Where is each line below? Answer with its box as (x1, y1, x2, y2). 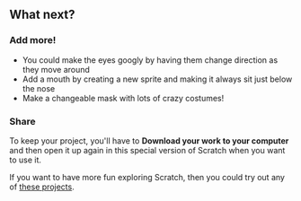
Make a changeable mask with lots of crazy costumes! (22, 92, 225, 103)
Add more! (9, 34, 57, 47)
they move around (22, 64, 90, 74)
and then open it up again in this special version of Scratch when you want (9, 144, 286, 155)
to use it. (9, 154, 42, 165)
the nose (22, 83, 56, 93)
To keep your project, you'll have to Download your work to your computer (9, 135, 289, 146)
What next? (9, 7, 75, 22)
